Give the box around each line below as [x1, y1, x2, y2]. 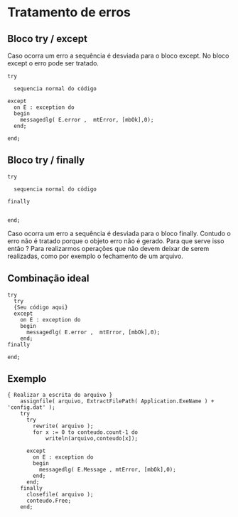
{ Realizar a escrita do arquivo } [7, 392, 113, 399]
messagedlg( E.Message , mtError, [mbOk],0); [38, 467, 176, 474]
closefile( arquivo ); [26, 491, 94, 499]
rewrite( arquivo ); [33, 422, 94, 430]
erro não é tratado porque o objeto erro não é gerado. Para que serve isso [7, 236, 225, 245]
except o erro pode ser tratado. [7, 59, 99, 68]
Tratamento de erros [7, 4, 131, 21]
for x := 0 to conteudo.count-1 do [33, 429, 139, 436]
